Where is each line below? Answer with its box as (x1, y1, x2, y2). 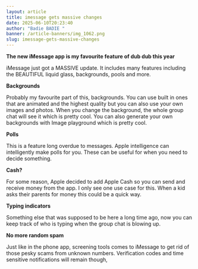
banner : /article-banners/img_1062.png (6, 31, 105, 37)
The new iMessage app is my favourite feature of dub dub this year (6, 53, 175, 60)
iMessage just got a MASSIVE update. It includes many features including (6, 64, 186, 72)
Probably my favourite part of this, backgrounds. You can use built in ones (6, 94, 188, 101)
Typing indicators (6, 202, 51, 209)
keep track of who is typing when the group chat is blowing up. (6, 220, 161, 227)
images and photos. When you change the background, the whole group (6, 107, 184, 113)
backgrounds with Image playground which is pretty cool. (6, 119, 147, 126)
